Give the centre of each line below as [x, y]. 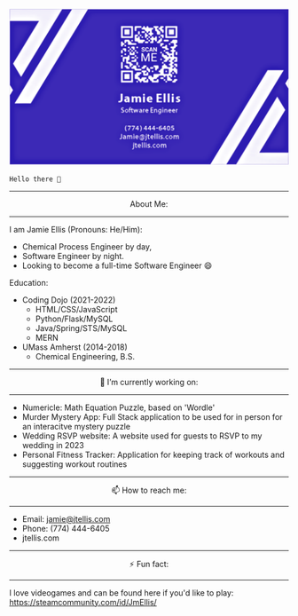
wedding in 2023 [53, 445]
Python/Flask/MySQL [74, 319]
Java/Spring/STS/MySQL [81, 328]
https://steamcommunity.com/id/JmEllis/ [83, 602]
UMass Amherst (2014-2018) [74, 347]
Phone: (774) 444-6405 [66, 528]
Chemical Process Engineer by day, [87, 246]
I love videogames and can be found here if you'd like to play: [122, 592]
